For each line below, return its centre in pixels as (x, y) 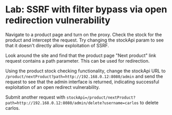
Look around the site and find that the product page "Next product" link (81, 55)
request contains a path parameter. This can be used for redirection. (78, 61)
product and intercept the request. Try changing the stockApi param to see (85, 40)
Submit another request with (35, 97)
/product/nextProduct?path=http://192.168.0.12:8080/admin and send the (84, 76)
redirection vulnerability (58, 20)
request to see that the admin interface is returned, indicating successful (82, 82)
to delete (149, 102)
